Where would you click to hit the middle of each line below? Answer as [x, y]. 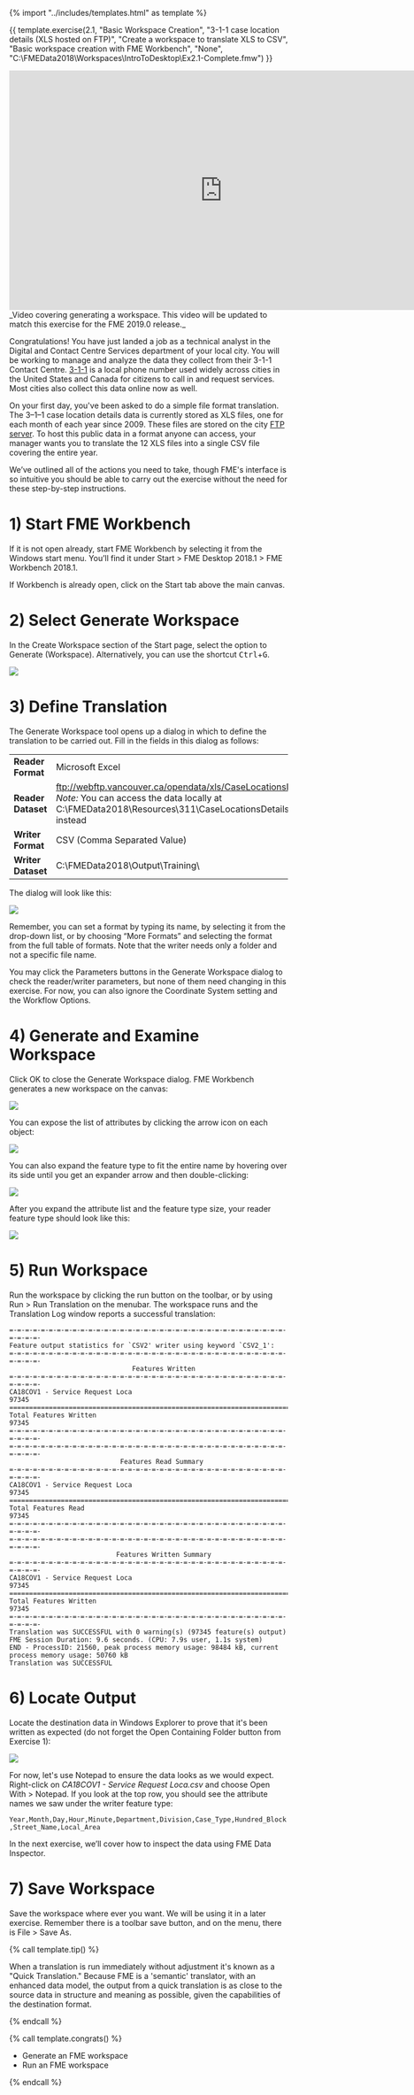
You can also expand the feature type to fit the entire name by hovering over [148, 1165]
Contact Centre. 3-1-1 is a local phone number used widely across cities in [145, 370]
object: [22, 1131]
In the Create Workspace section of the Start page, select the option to [138, 644]
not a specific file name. [53, 954]
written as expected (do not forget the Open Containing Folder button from [145, 1732]
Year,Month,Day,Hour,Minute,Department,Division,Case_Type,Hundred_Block [148, 1819]
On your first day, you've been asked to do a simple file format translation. [144, 405]
